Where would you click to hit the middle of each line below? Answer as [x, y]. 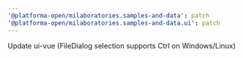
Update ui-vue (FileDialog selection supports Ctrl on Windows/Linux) [122, 45]
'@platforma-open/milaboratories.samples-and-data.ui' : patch [114, 23]
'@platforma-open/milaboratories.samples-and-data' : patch [109, 15]
